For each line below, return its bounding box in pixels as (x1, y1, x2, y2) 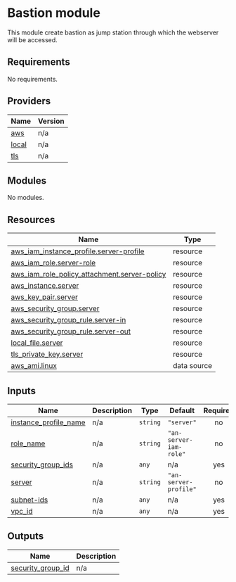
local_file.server (11, 338, 63, 348)
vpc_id (11, 507, 33, 516)
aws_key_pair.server (11, 292, 79, 302)
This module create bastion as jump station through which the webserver (7, 28, 219, 37)
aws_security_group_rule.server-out (11, 327, 131, 336)
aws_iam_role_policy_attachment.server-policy (11, 270, 166, 279)
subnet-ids (11, 495, 48, 505)
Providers (7, 95, 51, 107)
